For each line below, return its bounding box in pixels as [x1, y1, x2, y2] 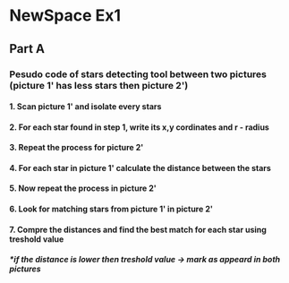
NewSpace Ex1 [9, 5, 122, 26]
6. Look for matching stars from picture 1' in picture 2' [9, 203, 213, 215]
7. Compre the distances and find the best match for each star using [9, 224, 267, 235]
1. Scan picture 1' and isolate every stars [9, 101, 162, 112]
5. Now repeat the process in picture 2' [9, 183, 157, 193]
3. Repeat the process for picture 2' [9, 142, 144, 153]
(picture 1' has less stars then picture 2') [9, 79, 189, 91]
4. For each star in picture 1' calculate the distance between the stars [9, 162, 271, 173]
